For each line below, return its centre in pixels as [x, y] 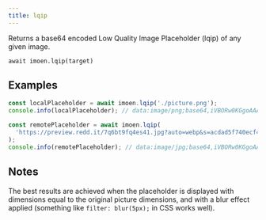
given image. [29, 46]
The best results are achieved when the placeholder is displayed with [121, 191]
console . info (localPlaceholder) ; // [68, 111]
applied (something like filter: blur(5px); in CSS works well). [112, 207]
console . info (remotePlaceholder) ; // [70, 147]
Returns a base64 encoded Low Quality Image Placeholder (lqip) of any [125, 38]
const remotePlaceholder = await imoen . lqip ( [84, 125]
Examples [33, 85]
